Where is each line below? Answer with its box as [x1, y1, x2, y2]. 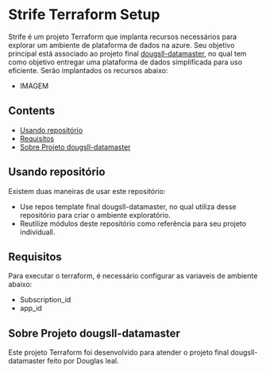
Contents [8, 104, 56, 118]
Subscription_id [19, 295, 71, 305]
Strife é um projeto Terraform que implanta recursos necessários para [8, 32, 237, 41]
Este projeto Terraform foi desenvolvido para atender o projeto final [8, 348, 229, 357]
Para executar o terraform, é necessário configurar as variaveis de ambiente [8, 271, 258, 281]
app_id [19, 304, 42, 313]
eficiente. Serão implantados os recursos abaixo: [8, 65, 168, 75]
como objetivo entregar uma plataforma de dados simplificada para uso [8, 57, 243, 67]
